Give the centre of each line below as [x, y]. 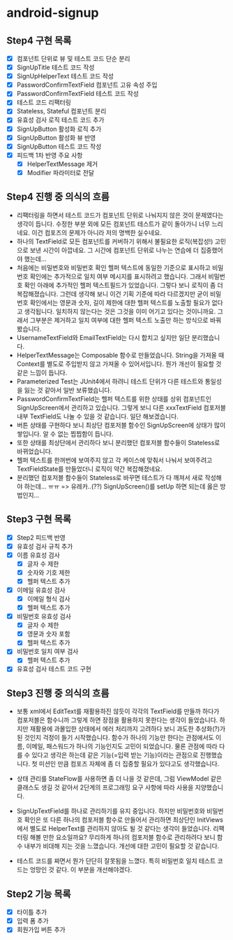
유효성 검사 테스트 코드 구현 [54, 669]
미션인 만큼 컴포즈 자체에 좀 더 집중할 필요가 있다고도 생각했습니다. [129, 764]
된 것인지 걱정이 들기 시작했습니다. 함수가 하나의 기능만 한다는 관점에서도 [115, 738]
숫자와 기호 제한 [48, 573]
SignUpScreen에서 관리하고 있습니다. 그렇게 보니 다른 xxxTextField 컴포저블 [121, 407]
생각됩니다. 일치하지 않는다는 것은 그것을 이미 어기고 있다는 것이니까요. [120, 311]
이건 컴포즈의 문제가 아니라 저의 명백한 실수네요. [97, 232]
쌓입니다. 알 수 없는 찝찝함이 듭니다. [65, 434]
